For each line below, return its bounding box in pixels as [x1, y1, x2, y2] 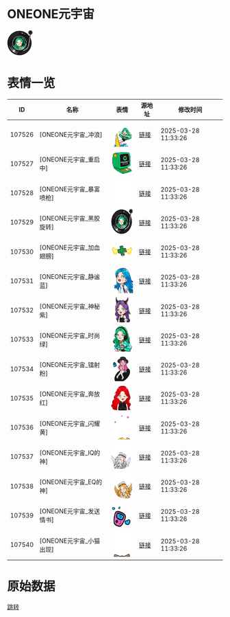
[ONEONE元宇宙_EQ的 [39, 478, 103, 486]
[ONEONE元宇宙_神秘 [39, 302, 101, 310]
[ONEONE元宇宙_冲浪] [39, 131, 103, 139]
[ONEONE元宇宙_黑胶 [39, 214, 101, 222]
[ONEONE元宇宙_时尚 [39, 331, 101, 339]
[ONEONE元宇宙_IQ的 [39, 448, 101, 457]
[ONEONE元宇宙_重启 [39, 155, 101, 164]
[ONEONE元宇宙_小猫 [39, 537, 101, 545]
